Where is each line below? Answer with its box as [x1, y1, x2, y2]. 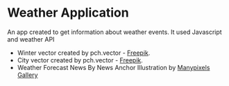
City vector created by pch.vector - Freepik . [17, 55, 144, 64]
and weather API [7, 35, 55, 43]
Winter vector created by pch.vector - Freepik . [17, 49, 151, 57]
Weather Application [7, 5, 130, 21]
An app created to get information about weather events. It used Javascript [7, 28, 222, 36]
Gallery [17, 71, 38, 79]
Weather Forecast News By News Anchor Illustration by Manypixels [17, 63, 210, 71]
